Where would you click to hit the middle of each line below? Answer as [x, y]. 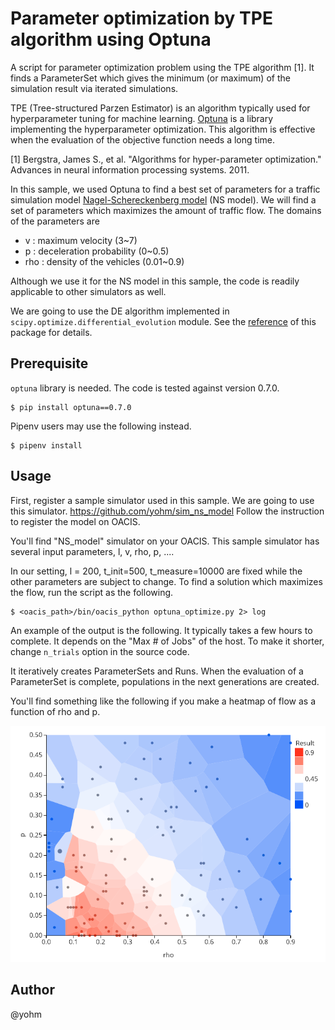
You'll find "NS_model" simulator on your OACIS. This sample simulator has [165, 541]
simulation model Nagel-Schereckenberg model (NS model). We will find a [163, 199]
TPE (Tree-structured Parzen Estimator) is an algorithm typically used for [160, 108]
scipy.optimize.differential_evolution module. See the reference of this [163, 321]
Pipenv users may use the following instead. [101, 426]
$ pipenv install [46, 445]
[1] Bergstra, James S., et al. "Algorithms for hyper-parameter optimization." [166, 159]
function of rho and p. [55, 711]
